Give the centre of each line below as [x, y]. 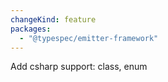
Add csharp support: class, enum [79, 67]
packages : [31, 29]
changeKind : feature [53, 19]
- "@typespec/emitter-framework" [89, 38]
